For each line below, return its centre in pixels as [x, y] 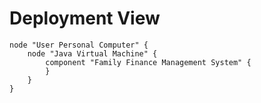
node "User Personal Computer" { [79, 45]
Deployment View [85, 18]
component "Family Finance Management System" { [148, 62]
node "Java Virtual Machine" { [92, 53]
